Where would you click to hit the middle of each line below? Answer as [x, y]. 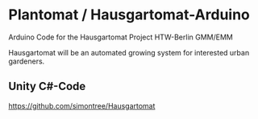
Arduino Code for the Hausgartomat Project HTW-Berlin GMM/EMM [121, 37]
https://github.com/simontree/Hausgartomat [82, 105]
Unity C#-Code [47, 86]
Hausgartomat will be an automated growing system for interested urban [129, 52]
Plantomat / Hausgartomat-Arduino [129, 15]
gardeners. [27, 61]
